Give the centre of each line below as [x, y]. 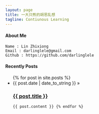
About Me [16, 35]
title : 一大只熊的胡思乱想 [30, 15]
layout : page [19, 10]
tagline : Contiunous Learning [37, 19]
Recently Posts [22, 66]
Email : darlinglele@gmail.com [38, 51]
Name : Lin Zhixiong [27, 46]
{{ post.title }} [30, 96]
